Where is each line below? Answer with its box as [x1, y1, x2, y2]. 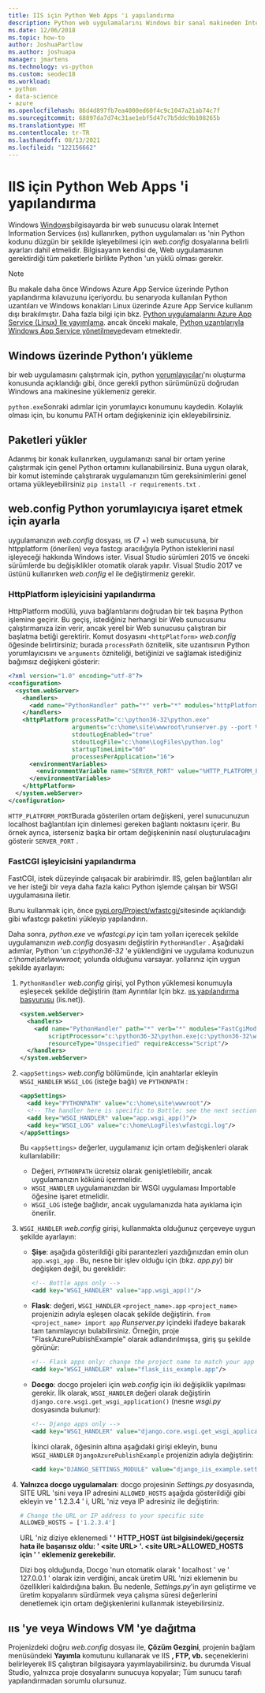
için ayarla [8, 514, 61, 528]
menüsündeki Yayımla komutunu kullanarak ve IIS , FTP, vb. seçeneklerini [8, 1651, 248, 1661]
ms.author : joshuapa [8, 48, 77, 56]
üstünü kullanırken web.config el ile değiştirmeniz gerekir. [8, 569, 196, 578]
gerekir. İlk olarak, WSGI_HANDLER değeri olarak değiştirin [31, 1388, 211, 1397]
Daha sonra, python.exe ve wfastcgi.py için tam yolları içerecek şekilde [8, 930, 239, 939]
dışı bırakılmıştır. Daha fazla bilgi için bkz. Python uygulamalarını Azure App [8, 309, 252, 319]
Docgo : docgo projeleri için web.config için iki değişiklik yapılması [31, 1379, 246, 1389]
